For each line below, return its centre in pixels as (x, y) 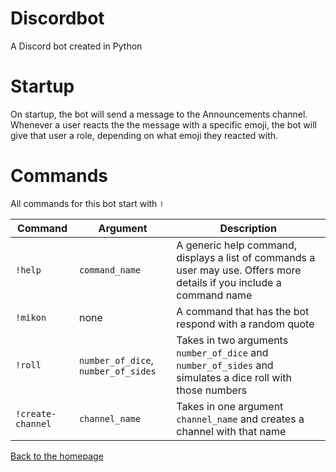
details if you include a (229, 282)
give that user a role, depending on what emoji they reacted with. (144, 135)
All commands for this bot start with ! (87, 203)
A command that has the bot (243, 311)
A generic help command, (237, 245)
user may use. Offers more (239, 270)
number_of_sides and (225, 365)
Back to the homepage (57, 456)
